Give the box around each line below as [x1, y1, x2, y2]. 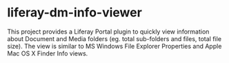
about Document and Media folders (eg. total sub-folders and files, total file [7, 34, 222, 42]
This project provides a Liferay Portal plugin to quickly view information [7, 27, 210, 36]
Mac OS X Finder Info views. [7, 49, 88, 58]
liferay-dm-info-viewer [7, 5, 143, 21]
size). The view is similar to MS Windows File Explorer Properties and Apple [7, 42, 222, 50]
